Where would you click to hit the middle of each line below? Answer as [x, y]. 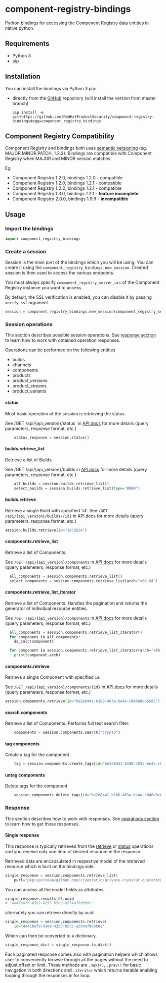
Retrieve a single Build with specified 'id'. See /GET [56, 510]
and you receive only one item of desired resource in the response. [73, 851]
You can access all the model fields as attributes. [55, 889]
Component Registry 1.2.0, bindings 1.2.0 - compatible [67, 178]
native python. [20, 28]
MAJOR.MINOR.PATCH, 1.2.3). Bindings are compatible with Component [79, 153]
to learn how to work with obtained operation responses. [63, 340]
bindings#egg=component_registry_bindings [57, 121]
